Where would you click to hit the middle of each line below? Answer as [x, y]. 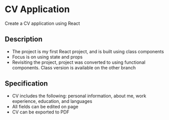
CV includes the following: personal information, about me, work [79, 96]
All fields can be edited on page [45, 106]
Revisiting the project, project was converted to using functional [79, 62]
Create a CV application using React [43, 23]
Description [24, 39]
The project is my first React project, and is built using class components [88, 51]
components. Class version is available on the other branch [74, 67]
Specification [26, 84]
